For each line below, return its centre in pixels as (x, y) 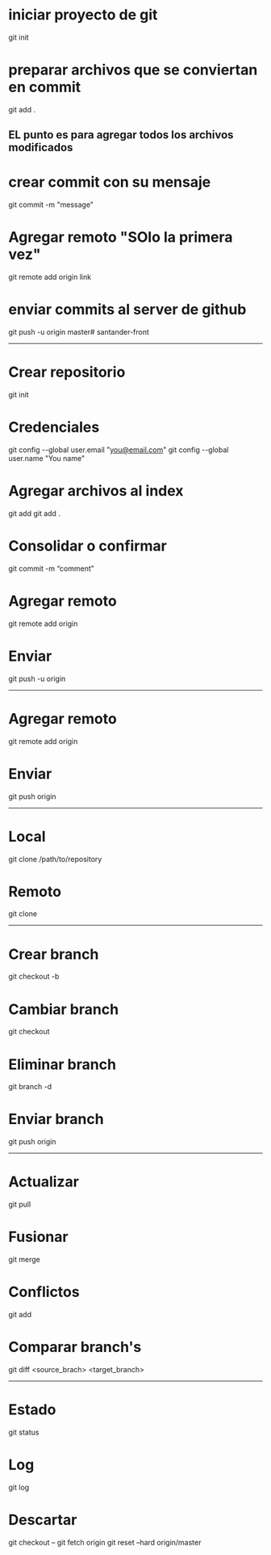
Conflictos (44, 1292)
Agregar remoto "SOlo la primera (121, 237)
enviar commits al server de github (127, 310)
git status (24, 1432)
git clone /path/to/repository (55, 859)
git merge (24, 1260)
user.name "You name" (47, 458)
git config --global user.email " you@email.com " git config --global (119, 450)
